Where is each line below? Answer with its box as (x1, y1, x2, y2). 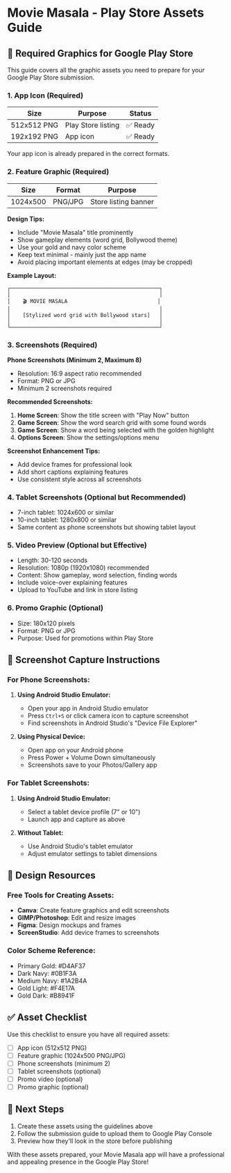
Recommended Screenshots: (7, 397, 93, 405)
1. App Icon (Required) (7, 91, 84, 100)
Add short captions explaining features (17, 467, 128, 476)
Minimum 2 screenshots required (17, 384, 112, 392)
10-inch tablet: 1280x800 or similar (17, 515, 117, 524)
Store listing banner (89, 196, 155, 206)
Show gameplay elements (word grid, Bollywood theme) (17, 235, 178, 244)
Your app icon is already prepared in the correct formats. (7, 150, 170, 158)
